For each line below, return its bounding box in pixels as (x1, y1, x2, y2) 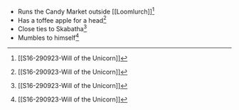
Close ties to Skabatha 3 (17, 23, 87, 33)
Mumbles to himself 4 (17, 32, 80, 42)
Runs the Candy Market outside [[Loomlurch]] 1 (17, 6, 155, 16)
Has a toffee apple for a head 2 (17, 14, 107, 24)
